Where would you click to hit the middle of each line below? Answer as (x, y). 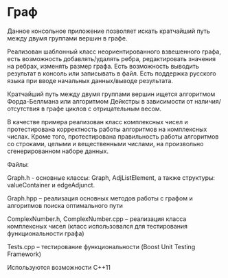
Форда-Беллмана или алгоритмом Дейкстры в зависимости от (100, 101)
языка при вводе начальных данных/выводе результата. (90, 80)
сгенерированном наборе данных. (58, 151)
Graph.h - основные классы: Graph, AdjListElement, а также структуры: (111, 177)
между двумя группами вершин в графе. (67, 38)
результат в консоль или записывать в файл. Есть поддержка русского (112, 73)
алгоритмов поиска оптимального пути (65, 205)
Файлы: (18, 164)
